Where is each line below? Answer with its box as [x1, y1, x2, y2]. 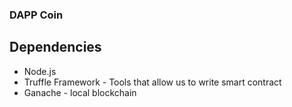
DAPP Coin [9, 8, 64, 22]
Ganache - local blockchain [23, 86, 137, 98]
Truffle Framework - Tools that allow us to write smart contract [23, 76, 282, 88]
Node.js [23, 65, 57, 77]
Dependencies [9, 39, 102, 56]
